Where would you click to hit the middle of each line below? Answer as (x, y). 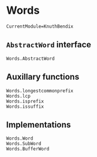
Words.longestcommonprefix (40, 90)
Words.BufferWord (28, 149)
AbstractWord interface (49, 45)
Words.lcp (19, 96)
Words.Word (20, 138)
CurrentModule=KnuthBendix (40, 26)
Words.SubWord (24, 144)
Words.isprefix (25, 101)
